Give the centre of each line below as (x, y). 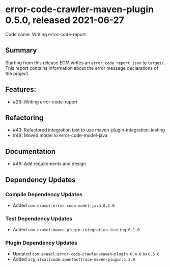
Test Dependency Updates (39, 219)
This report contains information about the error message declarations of (82, 68)
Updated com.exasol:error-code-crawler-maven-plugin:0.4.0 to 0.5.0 (86, 254)
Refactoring (24, 117)
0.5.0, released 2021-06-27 (65, 20)
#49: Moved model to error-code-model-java (60, 136)
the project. (17, 73)
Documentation (31, 151)
